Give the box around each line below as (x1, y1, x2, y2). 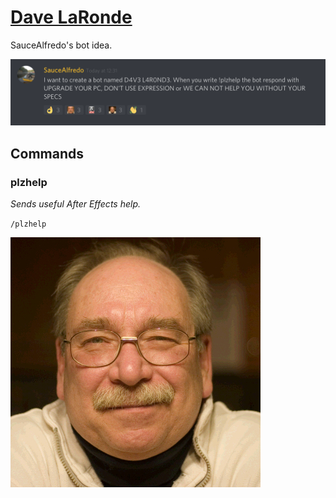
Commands (10, 145, 85, 162)
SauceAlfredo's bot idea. (10, 39, 113, 51)
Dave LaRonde (10, 6, 133, 29)
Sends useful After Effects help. (10, 197, 141, 210)
